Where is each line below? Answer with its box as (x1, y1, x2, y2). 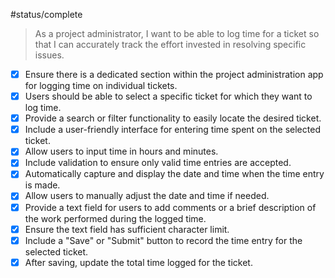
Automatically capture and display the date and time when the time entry (24, 168, 325, 180)
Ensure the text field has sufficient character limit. (24, 223, 230, 235)
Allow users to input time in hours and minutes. (24, 145, 219, 158)
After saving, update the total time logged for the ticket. (24, 256, 253, 268)
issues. (34, 49, 65, 61)
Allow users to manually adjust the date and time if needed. (24, 190, 270, 202)
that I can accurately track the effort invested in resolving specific (34, 39, 307, 50)
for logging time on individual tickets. (24, 80, 178, 92)
